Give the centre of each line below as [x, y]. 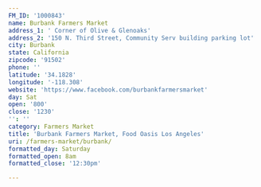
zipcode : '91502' [37, 60]
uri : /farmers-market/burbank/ [60, 141]
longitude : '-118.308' [46, 82]
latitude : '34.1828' [43, 75]
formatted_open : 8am [43, 156]
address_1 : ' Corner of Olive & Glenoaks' [80, 30]
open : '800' [28, 104]
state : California [39, 53]
